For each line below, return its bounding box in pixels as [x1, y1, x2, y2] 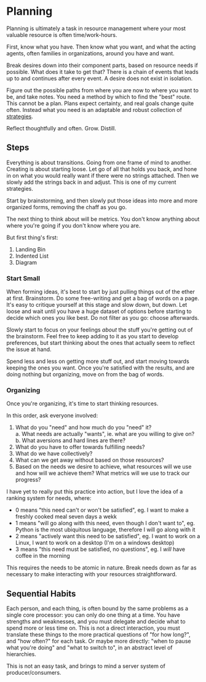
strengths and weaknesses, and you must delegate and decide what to [6, 618, 186, 625]
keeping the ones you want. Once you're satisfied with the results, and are [6, 364, 195, 371]
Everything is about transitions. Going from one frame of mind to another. [6, 159, 192, 166]
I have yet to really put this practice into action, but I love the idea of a [6, 488, 183, 496]
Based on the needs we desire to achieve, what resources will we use [15, 463, 192, 470]
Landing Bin [15, 245, 46, 253]
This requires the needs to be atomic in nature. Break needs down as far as [6, 564, 197, 571]
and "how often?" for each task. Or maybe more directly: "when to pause [6, 638, 191, 645]
